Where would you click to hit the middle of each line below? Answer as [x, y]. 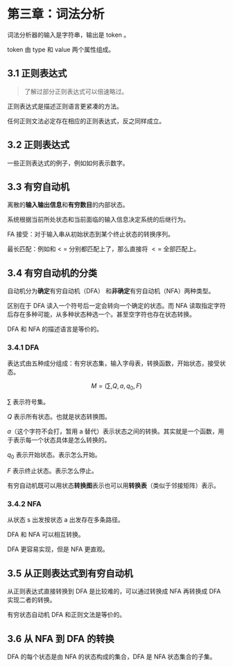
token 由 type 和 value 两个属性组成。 [61, 49]
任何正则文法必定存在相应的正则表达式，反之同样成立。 [86, 121]
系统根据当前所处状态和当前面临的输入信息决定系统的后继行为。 [98, 220]
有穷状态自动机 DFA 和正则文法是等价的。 [67, 615]
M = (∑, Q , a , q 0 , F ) [116, 387]
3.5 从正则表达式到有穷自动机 [70, 573]
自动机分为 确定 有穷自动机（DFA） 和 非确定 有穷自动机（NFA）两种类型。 [111, 291]
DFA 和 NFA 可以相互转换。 [46, 535]
